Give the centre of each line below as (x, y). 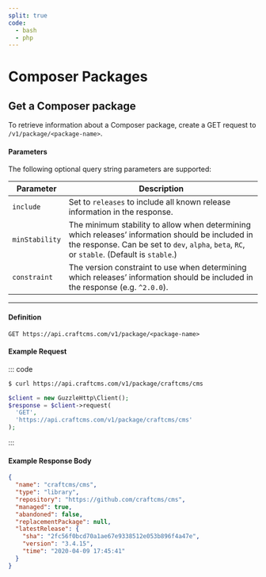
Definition (25, 317)
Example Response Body (50, 460)
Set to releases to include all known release (150, 202)
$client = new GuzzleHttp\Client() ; (68, 398)
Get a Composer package (72, 106)
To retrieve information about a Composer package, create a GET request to (132, 125)
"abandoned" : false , (49, 514)
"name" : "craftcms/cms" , (56, 485)
